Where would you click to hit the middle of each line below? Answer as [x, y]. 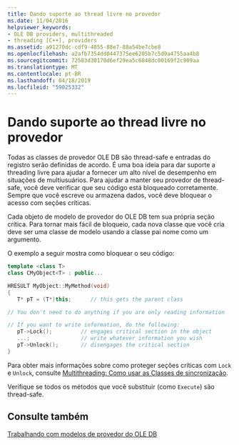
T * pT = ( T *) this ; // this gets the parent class [100, 299]
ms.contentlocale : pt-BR [44, 74]
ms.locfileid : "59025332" [46, 87]
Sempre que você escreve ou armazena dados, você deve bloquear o [110, 195]
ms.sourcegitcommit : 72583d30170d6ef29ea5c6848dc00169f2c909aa [103, 61]
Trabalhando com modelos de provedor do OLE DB [82, 434]
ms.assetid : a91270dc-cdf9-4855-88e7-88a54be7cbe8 [84, 47]
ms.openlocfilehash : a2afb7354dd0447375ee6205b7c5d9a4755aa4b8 [103, 54]
